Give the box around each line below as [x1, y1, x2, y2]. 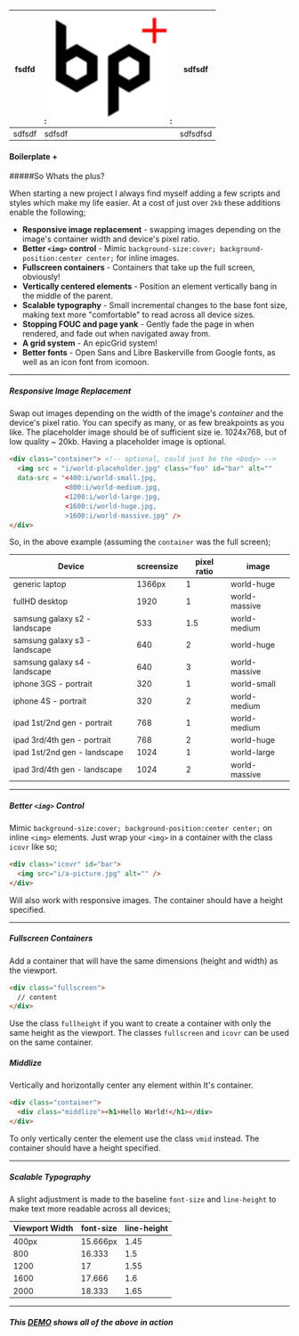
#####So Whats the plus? [9, 171, 105, 182]
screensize [136, 561, 179, 572]
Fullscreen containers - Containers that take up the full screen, [21, 262, 255, 273]
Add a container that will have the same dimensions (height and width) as [9, 955, 279, 966]
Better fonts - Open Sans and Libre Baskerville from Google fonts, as [21, 347, 276, 358]
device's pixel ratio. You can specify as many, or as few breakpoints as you [9, 418, 285, 428]
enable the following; [9, 207, 86, 218]
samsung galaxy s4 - [12, 656, 92, 668]
